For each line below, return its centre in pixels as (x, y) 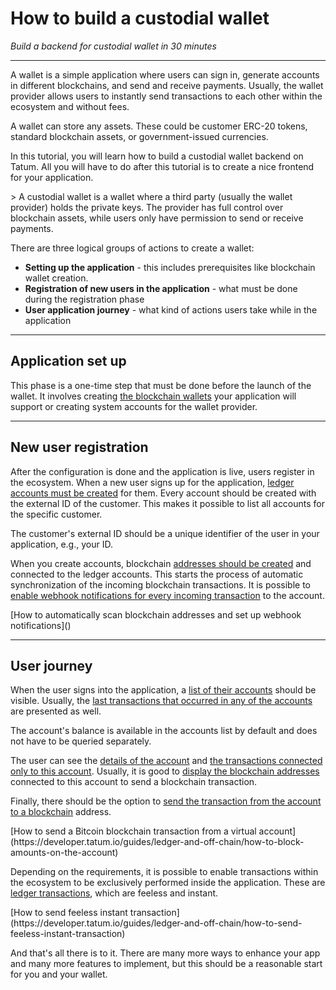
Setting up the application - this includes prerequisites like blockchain (170, 267)
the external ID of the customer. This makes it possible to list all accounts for (168, 503)
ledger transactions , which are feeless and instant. (114, 893)
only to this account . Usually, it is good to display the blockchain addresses (165, 771)
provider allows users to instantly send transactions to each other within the (166, 96)
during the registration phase (84, 299)
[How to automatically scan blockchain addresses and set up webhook (156, 614)
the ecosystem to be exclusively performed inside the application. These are (168, 883)
